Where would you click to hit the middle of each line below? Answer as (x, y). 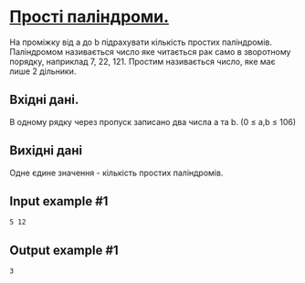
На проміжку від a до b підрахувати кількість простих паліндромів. (141, 42)
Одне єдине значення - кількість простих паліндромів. (116, 173)
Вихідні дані (46, 151)
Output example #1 (64, 250)
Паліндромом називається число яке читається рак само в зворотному (150, 51)
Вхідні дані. (44, 100)
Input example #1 (59, 201)
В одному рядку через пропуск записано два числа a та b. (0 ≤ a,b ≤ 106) (153, 121)
